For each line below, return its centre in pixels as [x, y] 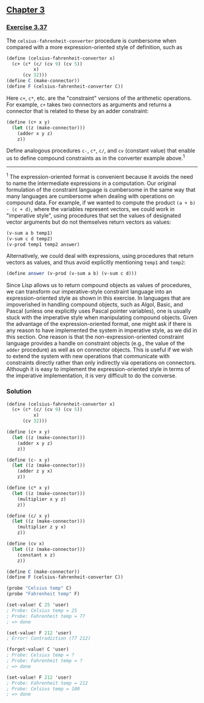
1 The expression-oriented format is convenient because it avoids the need [100, 176]
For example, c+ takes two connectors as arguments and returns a [89, 104]
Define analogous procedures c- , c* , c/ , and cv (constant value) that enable [101, 151]
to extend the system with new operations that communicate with [88, 356]
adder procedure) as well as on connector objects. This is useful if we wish [100, 350]
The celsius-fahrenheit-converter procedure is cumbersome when [91, 40]
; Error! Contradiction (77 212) [49, 639]
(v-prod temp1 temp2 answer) [43, 244]
